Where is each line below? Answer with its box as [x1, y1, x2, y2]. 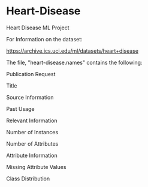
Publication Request [6, 70, 56, 77]
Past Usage [6, 105, 35, 112]
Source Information [6, 93, 54, 101]
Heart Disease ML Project [6, 24, 70, 31]
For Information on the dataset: [6, 35, 83, 43]
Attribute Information [6, 152, 58, 159]
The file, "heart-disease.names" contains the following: [6, 59, 143, 66]
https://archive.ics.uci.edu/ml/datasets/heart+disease [6, 47, 139, 55]
